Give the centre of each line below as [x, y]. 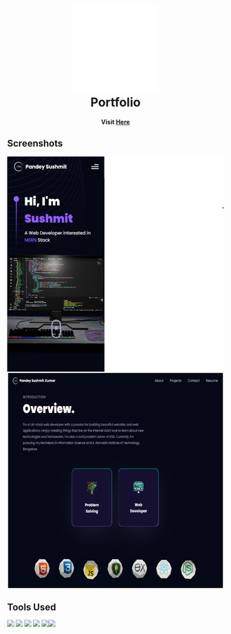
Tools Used [32, 607]
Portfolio [115, 103]
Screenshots [35, 144]
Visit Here [115, 122]
